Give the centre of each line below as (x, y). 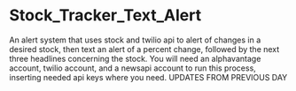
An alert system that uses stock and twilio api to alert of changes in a (135, 40)
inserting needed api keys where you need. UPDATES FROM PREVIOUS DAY (148, 77)
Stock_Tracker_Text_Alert (105, 15)
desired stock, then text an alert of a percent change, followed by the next (144, 49)
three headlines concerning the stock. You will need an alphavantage (135, 58)
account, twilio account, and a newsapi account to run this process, (133, 68)
